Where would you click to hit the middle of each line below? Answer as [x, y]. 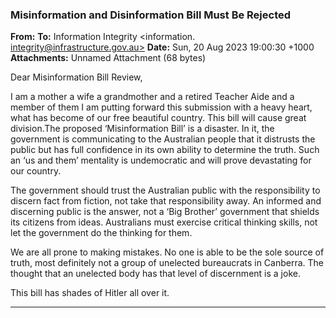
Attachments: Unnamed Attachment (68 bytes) [108, 58]
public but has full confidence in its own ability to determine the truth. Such [165, 150]
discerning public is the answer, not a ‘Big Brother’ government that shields [165, 212]
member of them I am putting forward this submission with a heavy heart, [161, 107]
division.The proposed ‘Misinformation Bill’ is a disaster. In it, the [142, 129]
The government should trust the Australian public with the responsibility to [165, 190]
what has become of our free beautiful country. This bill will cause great [158, 118]
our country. [36, 171]
